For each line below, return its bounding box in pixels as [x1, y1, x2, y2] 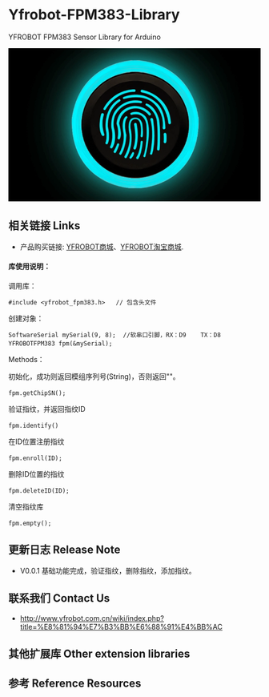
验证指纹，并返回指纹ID [8, 405, 86, 414]
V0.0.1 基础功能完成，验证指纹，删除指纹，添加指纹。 [19, 566, 196, 575]
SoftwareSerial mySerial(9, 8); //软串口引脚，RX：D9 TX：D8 [8, 331, 222, 340]
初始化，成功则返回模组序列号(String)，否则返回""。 [8, 372, 180, 381]
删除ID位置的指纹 [8, 469, 65, 479]
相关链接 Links [8, 219, 81, 233]
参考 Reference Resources [8, 677, 142, 691]
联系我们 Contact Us [8, 591, 110, 606]
